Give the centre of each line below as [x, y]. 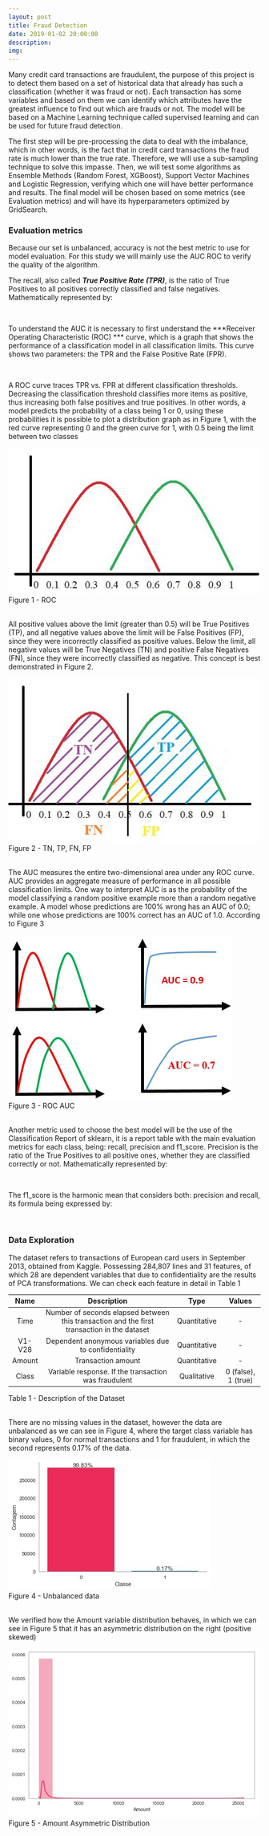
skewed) [22, 1637]
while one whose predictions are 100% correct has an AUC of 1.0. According [134, 915]
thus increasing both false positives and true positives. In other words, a [127, 402]
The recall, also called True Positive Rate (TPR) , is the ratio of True [119, 280]
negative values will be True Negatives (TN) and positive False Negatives [129, 649]
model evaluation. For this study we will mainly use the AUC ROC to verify [130, 256]
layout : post [30, 17]
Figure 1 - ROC [32, 600]
